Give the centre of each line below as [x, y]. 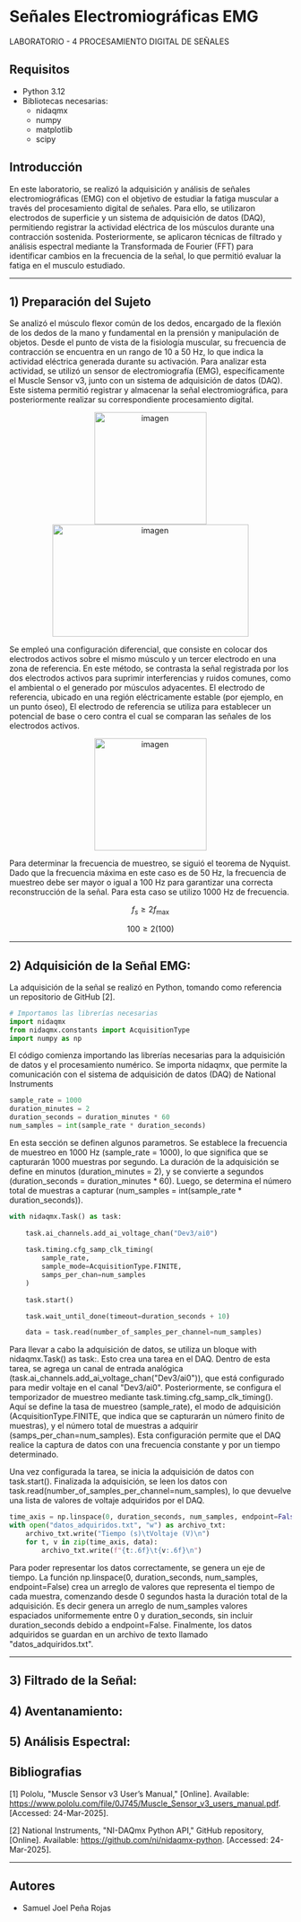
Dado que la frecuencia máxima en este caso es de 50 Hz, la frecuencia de [148, 873]
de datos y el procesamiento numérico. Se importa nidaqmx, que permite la [148, 1065]
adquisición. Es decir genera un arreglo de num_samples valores [129, 1606]
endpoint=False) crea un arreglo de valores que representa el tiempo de [142, 1586]
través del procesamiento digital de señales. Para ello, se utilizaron [132, 207]
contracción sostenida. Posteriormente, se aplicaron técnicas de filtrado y [146, 236]
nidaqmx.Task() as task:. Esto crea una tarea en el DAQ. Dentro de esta [140, 1359]
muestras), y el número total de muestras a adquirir [104, 1426]
